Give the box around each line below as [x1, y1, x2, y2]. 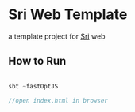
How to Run [8, 54, 67, 68]
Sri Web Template [8, 6, 128, 24]
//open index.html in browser [8, 96, 109, 104]
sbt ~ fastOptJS [8, 82, 59, 90]
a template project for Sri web [8, 32, 106, 41]
